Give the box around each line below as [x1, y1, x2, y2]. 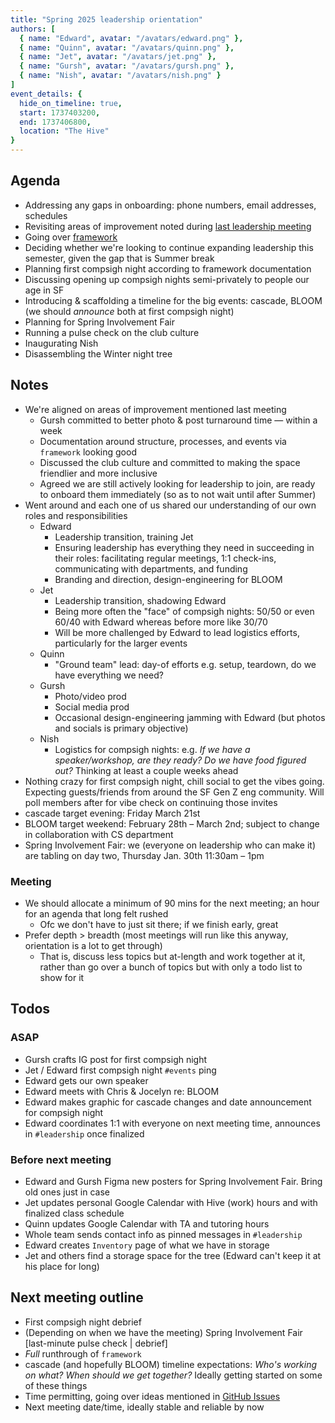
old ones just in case [24, 1186, 110, 1198]
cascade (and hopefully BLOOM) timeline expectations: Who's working [24, 1358, 318, 1370]
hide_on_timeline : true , [19, 98, 123, 108]
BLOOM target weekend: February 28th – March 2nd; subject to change [24, 817, 320, 830]
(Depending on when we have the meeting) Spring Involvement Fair [24, 1326, 303, 1338]
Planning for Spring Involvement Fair [24, 316, 175, 328]
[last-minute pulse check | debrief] [24, 1337, 168, 1349]
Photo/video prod [54, 690, 127, 702]
